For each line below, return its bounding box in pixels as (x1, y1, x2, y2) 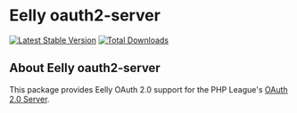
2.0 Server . (9, 93, 50, 104)
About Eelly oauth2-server (9, 61, 161, 76)
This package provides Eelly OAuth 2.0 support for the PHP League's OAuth (9, 84, 288, 94)
